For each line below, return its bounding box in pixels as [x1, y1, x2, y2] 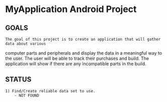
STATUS [5, 75, 32, 84]
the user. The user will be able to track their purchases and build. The [5, 55, 149, 61]
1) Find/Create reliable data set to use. [5, 88, 96, 93]
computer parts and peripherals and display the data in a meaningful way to [5, 50, 162, 56]
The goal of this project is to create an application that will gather [5, 37, 161, 42]
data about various [5, 41, 46, 46]
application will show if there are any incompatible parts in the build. [5, 61, 147, 66]
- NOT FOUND [14, 93, 39, 98]
